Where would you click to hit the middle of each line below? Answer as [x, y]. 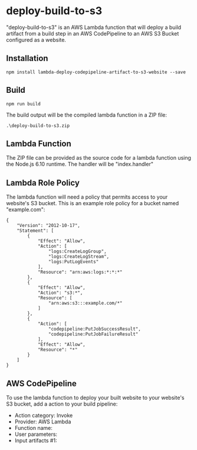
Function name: [34, 428]
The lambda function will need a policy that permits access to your [87, 197]
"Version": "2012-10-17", [49, 226]
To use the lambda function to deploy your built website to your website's [95, 398]
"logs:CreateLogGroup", [78, 252]
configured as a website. [36, 40]
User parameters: [36, 434]
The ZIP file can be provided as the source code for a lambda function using [99, 158]
